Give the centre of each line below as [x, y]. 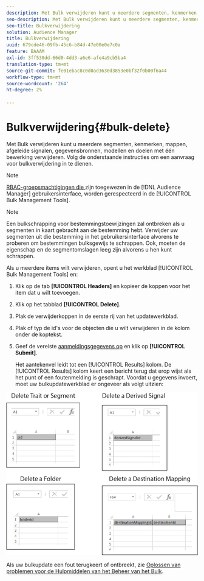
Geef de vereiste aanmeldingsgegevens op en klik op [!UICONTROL [100, 346]
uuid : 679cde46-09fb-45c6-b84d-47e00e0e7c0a [63, 45]
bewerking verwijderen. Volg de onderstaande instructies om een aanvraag [100, 157]
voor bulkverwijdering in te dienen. [50, 163]
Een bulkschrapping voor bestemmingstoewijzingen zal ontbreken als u [96, 224]
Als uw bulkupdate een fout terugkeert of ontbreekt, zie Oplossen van [93, 565]
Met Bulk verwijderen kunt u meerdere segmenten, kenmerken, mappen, [97, 144]
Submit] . [26, 353]
